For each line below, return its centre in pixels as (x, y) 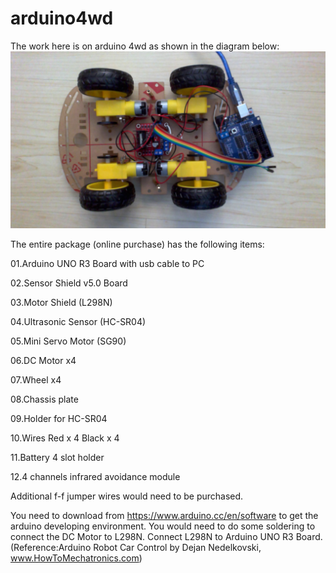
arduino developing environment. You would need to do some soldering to (163, 526)
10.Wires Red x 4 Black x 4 (65, 438)
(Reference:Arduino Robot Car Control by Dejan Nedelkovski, (136, 548)
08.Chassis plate (44, 399)
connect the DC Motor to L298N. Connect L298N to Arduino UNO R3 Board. (166, 537)
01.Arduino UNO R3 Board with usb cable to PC (107, 264)
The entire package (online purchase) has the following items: (137, 244)
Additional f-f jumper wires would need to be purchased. (127, 496)
